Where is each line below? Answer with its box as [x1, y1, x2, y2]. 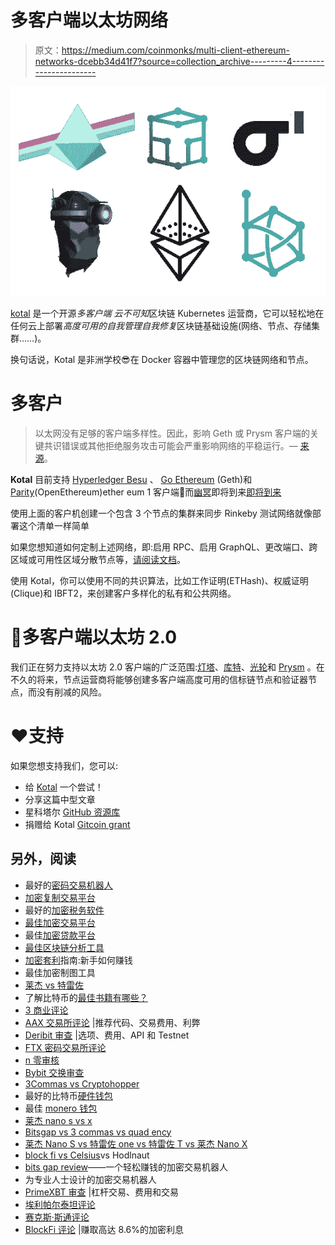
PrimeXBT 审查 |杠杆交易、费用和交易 [24, 1186, 180, 1198]
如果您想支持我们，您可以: [10, 759, 119, 771]
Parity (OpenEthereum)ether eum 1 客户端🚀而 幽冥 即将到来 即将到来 [10, 486, 282, 498]
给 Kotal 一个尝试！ [24, 781, 104, 793]
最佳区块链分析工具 [24, 941, 105, 953]
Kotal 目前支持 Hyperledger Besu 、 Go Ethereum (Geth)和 [10, 473, 253, 485]
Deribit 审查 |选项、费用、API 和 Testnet [24, 1029, 190, 1041]
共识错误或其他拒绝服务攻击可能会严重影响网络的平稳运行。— [43, 439, 298, 451]
